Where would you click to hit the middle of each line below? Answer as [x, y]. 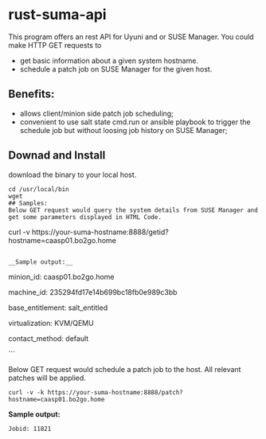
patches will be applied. [47, 378]
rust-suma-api [57, 15]
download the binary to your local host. [72, 174]
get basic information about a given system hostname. [109, 61]
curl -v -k [26, 392]
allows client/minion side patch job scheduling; [96, 113]
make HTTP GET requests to [55, 45]
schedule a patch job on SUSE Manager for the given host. [116, 69]
